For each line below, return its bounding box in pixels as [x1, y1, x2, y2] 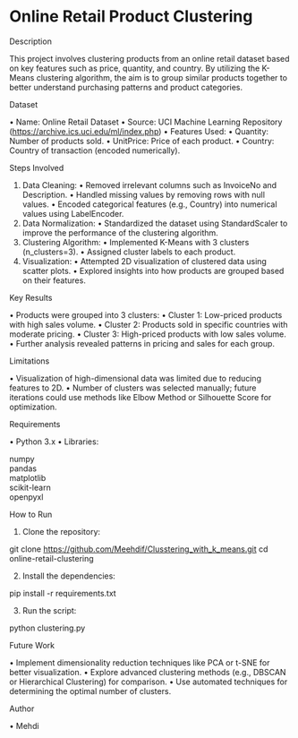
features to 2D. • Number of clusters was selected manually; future [9, 382, 257, 393]
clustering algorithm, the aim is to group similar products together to [36, 72, 288, 82]
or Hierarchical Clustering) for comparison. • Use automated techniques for [9, 676, 288, 687]
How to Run [9, 509, 53, 519]
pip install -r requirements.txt [9, 588, 116, 598]
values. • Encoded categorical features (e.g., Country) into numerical [21, 199, 277, 210]
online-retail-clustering [9, 553, 94, 563]
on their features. [21, 275, 87, 286]
